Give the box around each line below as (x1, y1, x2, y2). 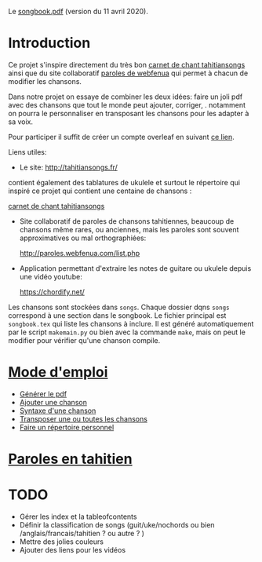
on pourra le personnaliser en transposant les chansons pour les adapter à (8, 108, 249, 118)
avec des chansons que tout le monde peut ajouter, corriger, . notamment (8, 100, 246, 109)
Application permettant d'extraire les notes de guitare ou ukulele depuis (19, 263, 252, 273)
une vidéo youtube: (19, 272, 82, 281)
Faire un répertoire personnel (19, 422, 115, 432)
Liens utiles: (8, 147, 47, 156)
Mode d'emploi (8, 363, 108, 381)
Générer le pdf (19, 389, 67, 399)
